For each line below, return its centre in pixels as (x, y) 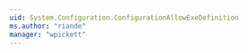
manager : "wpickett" (48, 34)
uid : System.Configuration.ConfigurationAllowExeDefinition (124, 18)
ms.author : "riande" (48, 26)
